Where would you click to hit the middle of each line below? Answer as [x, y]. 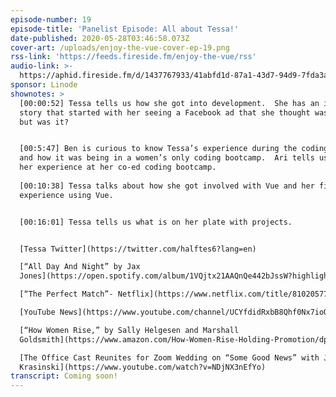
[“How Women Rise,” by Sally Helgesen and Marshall [129, 330]
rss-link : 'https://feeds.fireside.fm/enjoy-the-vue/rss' [133, 57]
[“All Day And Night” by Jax [80, 267]
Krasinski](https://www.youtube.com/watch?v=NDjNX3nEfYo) [143, 367]
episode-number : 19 [51, 19]
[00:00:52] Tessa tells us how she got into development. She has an [169, 103]
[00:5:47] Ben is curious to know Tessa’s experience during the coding [174, 149]
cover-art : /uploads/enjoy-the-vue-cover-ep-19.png [120, 47]
